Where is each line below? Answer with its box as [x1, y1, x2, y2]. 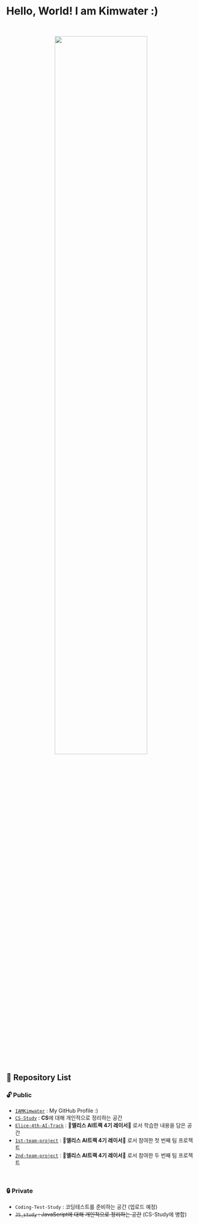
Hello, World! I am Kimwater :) [6, 4, 159, 18]
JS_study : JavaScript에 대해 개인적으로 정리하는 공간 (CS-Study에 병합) [14, 1210, 188, 1218]
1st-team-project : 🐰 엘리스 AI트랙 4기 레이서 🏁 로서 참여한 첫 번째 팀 [14, 1136, 177, 1143]
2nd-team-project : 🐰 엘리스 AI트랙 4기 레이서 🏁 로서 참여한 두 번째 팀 [14, 1151, 177, 1158]
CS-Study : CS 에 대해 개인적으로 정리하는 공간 [14, 1114, 123, 1121]
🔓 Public [6, 1091, 32, 1100]
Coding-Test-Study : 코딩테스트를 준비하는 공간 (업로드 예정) [14, 1203, 158, 1210]
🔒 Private [6, 1186, 33, 1195]
